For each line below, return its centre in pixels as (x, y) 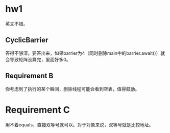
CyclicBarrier (27, 40)
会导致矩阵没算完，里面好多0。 (38, 59)
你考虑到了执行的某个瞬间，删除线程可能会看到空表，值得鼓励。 (72, 89)
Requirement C (38, 110)
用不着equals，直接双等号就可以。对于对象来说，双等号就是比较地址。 (79, 125)
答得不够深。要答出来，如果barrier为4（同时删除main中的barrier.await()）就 (85, 53)
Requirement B (29, 76)
